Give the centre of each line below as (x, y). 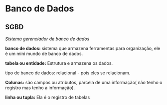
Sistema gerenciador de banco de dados (47, 39)
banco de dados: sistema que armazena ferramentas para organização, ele (83, 48)
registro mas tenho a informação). (40, 88)
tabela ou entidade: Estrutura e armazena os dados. (59, 63)
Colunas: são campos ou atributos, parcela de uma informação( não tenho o (84, 82)
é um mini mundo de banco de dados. (44, 53)
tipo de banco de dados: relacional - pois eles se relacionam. (68, 73)
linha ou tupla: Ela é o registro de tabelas (48, 97)
